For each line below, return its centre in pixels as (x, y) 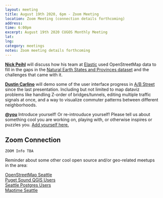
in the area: (16, 165)
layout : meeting (21, 10)
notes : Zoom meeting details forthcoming (48, 50)
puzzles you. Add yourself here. (37, 124)
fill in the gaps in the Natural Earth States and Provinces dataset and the (77, 69)
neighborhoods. (21, 105)
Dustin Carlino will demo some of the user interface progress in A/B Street (80, 84)
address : (14, 23)
